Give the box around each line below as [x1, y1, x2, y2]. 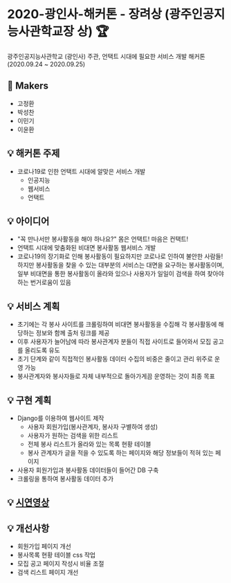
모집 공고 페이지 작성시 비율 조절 [17, 559, 104, 568]
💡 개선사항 [7, 522, 50, 534]
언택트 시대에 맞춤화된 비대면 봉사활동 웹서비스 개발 [17, 244, 156, 252]
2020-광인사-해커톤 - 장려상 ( [7, 6, 169, 22]
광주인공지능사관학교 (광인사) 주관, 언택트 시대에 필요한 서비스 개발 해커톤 [7, 52, 205, 60]
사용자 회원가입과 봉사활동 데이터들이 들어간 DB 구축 [17, 466, 159, 474]
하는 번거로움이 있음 [17, 278, 71, 287]
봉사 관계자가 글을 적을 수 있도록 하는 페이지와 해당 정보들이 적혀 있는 [27, 449, 214, 457]
